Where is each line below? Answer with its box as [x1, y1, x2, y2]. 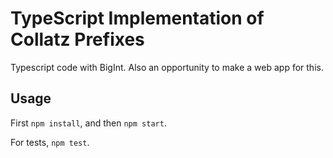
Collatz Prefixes [10, 28, 145, 51]
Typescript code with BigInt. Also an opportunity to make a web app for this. [10, 61, 324, 73]
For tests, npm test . [10, 136, 90, 148]
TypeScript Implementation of [10, 7, 265, 30]
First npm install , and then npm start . [10, 117, 167, 129]
